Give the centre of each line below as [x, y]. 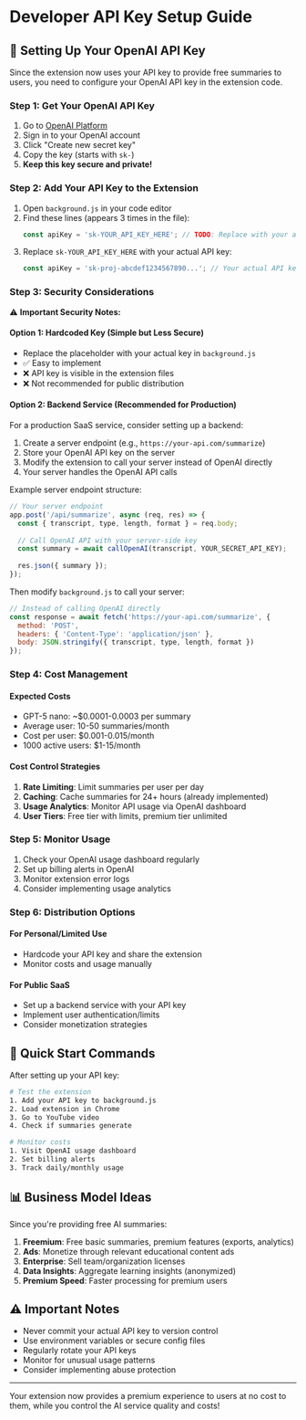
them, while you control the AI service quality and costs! [115, 1406]
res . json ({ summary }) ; [62, 566]
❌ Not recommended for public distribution [103, 383]
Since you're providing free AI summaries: [88, 1224]
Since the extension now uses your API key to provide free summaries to [146, 72]
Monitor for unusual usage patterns [89, 1360]
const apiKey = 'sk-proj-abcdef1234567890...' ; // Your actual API [153, 268]
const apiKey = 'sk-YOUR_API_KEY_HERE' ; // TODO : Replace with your [155, 235]
